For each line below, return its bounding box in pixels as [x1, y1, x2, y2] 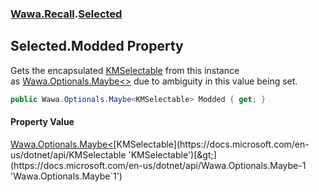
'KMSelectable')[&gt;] [128, 148, 217, 161]
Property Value [10, 116, 75, 128]
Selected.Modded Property [10, 38, 184, 55]
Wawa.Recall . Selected [10, 7, 123, 21]
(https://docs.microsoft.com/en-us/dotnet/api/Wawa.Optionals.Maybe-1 [10, 159, 307, 171]
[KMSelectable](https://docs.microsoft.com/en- [113, 138, 310, 150]
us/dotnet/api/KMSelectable [10, 148, 127, 161]
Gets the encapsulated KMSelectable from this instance [10, 64, 240, 76]
